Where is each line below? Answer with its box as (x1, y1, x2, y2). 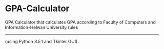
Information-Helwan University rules (5, 24, 78, 30)
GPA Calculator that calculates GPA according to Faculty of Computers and (5, 19, 156, 25)
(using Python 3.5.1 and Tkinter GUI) (5, 38, 78, 44)
